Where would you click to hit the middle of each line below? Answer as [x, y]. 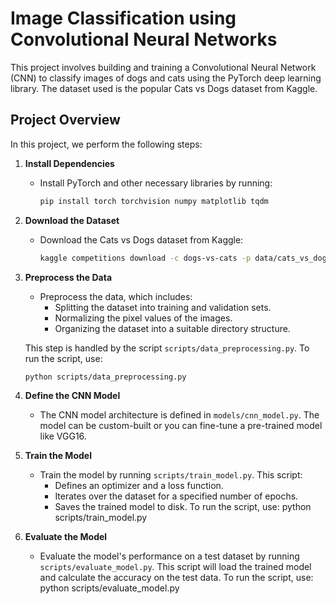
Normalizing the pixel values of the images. [143, 318]
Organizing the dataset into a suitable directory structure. [172, 328]
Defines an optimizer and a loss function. [139, 486]
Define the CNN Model [72, 396]
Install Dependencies [69, 163]
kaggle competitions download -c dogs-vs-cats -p [145, 258]
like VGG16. [63, 436]
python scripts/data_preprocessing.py [105, 377]
